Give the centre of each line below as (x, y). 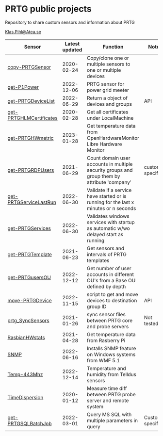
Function (113, 47)
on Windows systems (111, 354)
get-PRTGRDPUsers (31, 170)
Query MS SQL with (109, 414)
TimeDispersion (25, 397)
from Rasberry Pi (106, 340)
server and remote (108, 400)
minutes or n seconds (111, 208)
